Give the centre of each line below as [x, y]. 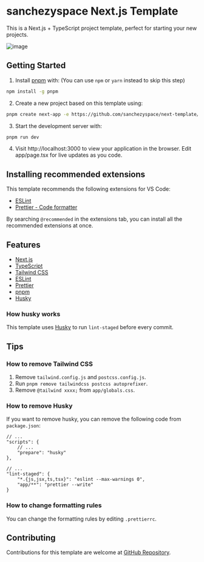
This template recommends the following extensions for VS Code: [89, 189]
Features [23, 245]
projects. [17, 34]
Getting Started [36, 66]
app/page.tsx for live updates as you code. [69, 155]
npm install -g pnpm [32, 91]
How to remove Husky [39, 405]
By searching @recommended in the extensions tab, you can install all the [94, 219]
